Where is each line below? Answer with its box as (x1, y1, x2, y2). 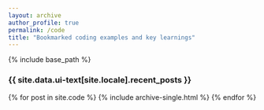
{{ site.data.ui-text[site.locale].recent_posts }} (8, 75, 191, 86)
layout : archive (8, 11, 61, 20)
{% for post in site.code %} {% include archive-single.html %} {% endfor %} (8, 92, 257, 102)
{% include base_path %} (8, 55, 91, 64)
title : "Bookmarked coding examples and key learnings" (8, 33, 195, 42)
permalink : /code (8, 26, 65, 34)
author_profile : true (8, 19, 80, 27)
